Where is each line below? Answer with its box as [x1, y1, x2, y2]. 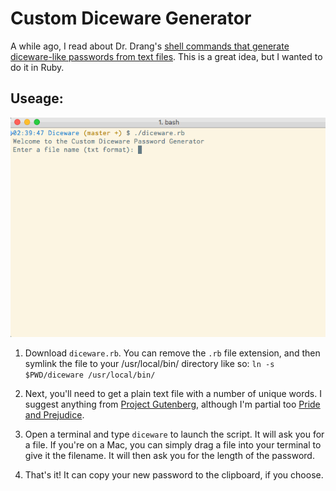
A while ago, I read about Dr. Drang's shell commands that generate [10, 40, 290, 52]
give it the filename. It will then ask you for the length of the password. [24, 449, 315, 461]
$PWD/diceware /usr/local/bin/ [24, 370, 156, 380]
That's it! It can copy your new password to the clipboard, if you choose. [24, 468, 324, 481]
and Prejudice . [24, 408, 85, 421]
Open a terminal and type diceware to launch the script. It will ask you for [24, 428, 325, 440]
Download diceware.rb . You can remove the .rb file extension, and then [24, 347, 321, 359]
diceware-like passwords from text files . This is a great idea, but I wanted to [10, 50, 323, 62]
